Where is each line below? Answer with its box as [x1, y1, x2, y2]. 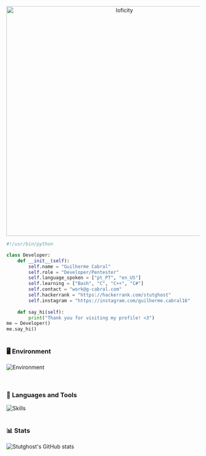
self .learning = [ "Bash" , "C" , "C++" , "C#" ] [28, 281, 144, 287]
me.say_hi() [6, 326, 37, 332]
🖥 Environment [6, 347, 51, 355]
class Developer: [6, 252, 51, 258]
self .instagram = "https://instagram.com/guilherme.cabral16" [28, 297, 191, 303]
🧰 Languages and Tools [6, 390, 77, 399]
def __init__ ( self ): [17, 257, 70, 264]
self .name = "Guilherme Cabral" [28, 264, 112, 270]
